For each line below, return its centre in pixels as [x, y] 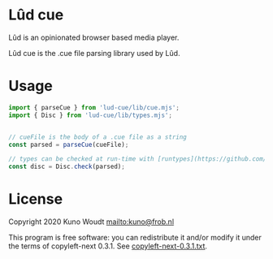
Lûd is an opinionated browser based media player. [94, 37]
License [36, 199]
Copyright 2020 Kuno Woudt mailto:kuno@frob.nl [91, 222]
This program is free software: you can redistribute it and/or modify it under [135, 238]
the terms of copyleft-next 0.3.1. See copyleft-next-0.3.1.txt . [108, 246]
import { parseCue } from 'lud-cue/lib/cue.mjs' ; [94, 107]
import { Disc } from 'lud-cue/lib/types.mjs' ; [91, 115]
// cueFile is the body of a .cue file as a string [97, 137]
